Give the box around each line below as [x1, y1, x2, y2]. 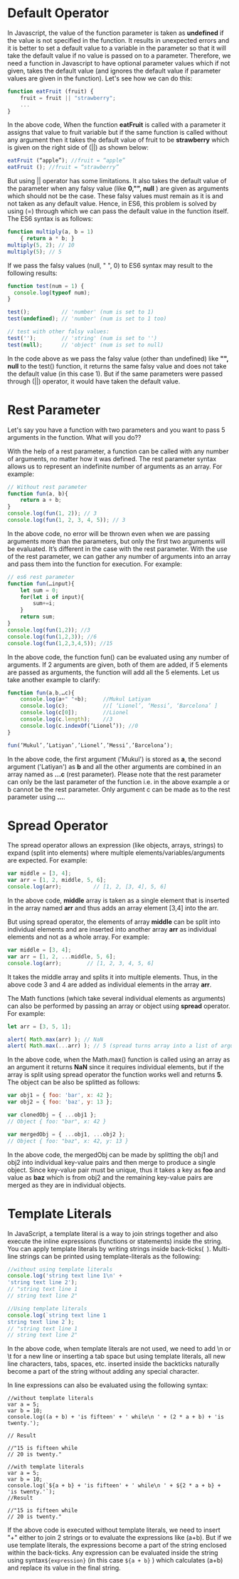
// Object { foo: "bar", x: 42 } [7, 1118, 107, 1125]
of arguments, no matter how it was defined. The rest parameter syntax [7, 454, 217, 463]
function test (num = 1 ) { [7, 282, 84, 289]
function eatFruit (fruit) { [7, 88, 94, 95]
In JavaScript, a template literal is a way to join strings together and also [7, 1229, 218, 1238]
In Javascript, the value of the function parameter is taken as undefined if [7, 29, 224, 37]
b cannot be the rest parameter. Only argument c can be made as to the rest [7, 785, 230, 793]
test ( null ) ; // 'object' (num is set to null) [7, 341, 164, 349]
